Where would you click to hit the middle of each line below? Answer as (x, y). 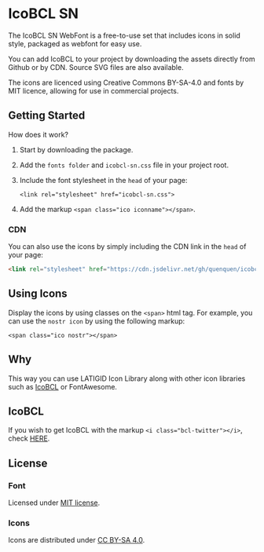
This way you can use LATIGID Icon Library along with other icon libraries (127, 378)
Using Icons (38, 294)
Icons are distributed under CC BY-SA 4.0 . (77, 540)
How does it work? (38, 134)
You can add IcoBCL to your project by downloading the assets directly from (132, 59)
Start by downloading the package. (76, 149)
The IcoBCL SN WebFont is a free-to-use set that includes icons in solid (125, 35)
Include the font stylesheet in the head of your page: (103, 180)
